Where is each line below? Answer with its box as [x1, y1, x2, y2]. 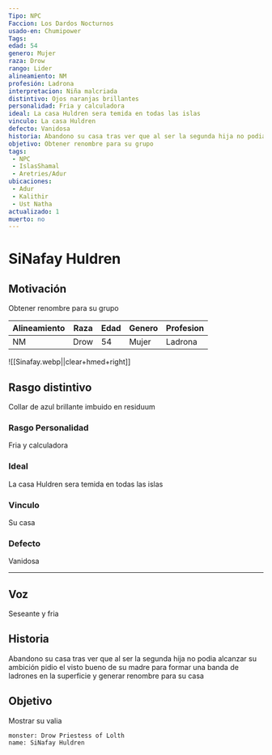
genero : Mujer [8, 49, 57, 57]
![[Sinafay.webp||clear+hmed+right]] [8, 357, 131, 367]
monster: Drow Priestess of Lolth [8, 732, 125, 740]
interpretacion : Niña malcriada [8, 87, 117, 95]
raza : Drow [8, 57, 45, 66]
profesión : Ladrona [8, 79, 74, 87]
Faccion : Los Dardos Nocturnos [8, 19, 114, 28]
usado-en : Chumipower [8, 27, 82, 35]
